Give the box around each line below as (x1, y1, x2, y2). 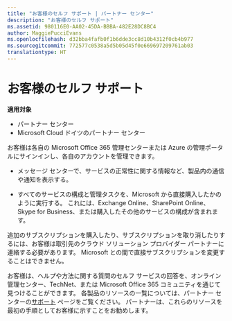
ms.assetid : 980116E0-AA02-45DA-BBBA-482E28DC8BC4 (7, 23, 157, 30)
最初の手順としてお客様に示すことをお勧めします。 (7, 306, 152, 314)
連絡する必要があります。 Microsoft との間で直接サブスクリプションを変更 (7, 248, 220, 257)
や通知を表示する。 (17, 175, 73, 184)
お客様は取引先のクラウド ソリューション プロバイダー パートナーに (30, 239, 224, 248)
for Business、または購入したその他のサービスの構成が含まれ (37, 207, 213, 216)
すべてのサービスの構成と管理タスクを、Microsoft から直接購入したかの (17, 190, 222, 198)
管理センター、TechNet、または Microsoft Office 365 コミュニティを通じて (7, 280, 221, 288)
